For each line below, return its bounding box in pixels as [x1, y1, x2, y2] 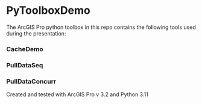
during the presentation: [6, 29, 66, 37]
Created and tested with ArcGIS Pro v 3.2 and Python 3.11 [6, 91, 149, 98]
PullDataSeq [6, 61, 43, 69]
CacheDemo [6, 44, 43, 53]
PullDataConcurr [6, 77, 57, 85]
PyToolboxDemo [6, 4, 90, 17]
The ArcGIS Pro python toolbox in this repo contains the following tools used [6, 23, 196, 31]
